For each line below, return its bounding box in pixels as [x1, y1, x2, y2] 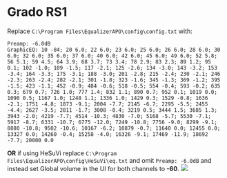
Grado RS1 [7, 4, 68, 20]
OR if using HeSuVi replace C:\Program [7, 149, 117, 157]
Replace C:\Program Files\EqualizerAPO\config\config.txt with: [7, 27, 193, 35]
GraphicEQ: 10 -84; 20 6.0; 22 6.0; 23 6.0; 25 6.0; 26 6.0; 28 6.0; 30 [7, 46, 221, 53]
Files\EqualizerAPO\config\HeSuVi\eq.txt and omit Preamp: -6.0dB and [7, 156, 212, 164]
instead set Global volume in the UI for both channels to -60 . [7, 164, 179, 172]
